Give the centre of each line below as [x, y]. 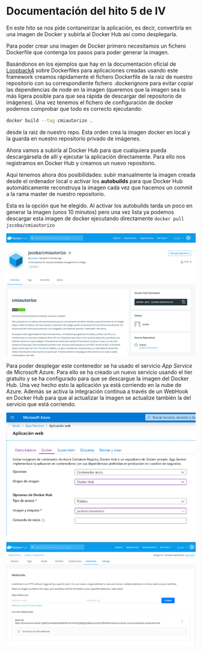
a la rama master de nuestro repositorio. [56, 193]
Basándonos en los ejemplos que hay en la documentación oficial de [91, 64]
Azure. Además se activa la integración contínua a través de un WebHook [97, 391]
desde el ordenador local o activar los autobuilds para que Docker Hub [95, 181]
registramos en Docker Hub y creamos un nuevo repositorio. [81, 163]
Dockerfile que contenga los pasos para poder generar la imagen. [88, 52]
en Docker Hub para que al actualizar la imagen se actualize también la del [99, 398]
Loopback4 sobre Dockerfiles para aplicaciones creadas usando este [92, 70]
